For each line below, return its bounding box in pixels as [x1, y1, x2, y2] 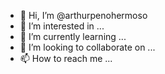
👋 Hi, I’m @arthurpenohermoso [19, 10, 148, 21]
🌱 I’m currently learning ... [19, 31, 127, 42]
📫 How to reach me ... [19, 53, 113, 64]
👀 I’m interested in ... [19, 20, 105, 32]
